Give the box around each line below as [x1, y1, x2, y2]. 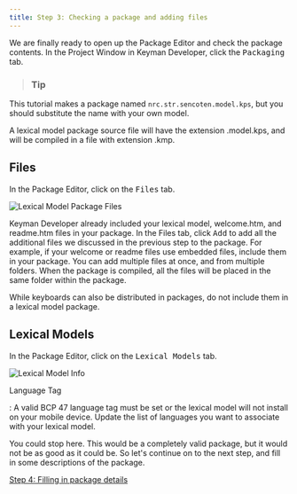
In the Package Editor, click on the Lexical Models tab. [9, 350, 217, 361]
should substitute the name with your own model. [9, 107, 190, 118]
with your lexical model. [9, 420, 96, 431]
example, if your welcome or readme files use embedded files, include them [9, 246, 286, 257]
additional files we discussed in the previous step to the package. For [9, 237, 262, 247]
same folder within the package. [9, 274, 127, 285]
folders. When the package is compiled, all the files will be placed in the [9, 265, 271, 276]
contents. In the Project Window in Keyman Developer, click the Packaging [9, 46, 285, 58]
